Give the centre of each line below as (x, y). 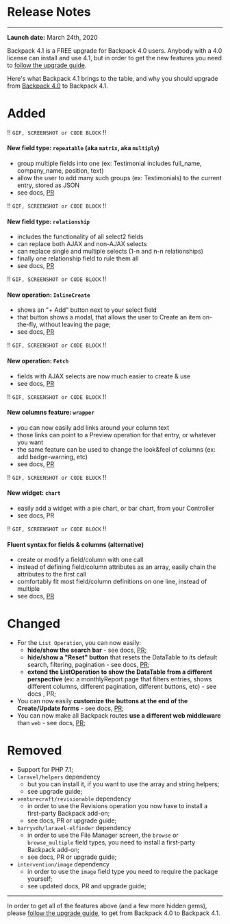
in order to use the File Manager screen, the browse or (103, 835)
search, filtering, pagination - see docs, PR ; (88, 665)
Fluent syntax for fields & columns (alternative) (76, 544)
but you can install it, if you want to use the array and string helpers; (123, 784)
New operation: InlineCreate (49, 295)
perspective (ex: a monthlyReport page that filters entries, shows (119, 679)
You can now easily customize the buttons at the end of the (102, 701)
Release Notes (49, 12)
